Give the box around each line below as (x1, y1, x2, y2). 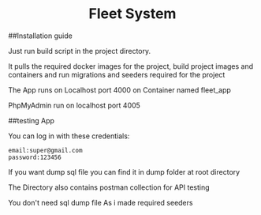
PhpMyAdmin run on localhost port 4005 (8, 100, 140, 110)
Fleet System (88, 5, 177, 23)
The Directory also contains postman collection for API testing (8, 183, 211, 192)
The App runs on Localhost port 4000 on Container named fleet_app (8, 85, 231, 95)
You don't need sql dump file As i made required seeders (8, 198, 193, 207)
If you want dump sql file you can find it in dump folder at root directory (8, 167, 240, 176)
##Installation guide (8, 31, 73, 40)
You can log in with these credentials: (8, 131, 130, 141)
